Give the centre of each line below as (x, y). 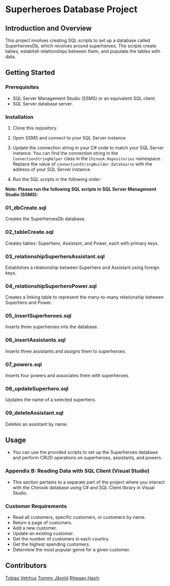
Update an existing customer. (43, 534)
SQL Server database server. (43, 103)
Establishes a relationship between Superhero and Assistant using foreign (82, 267)
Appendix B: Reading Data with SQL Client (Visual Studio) (77, 471)
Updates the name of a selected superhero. (51, 400)
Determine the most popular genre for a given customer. (71, 550)
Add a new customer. (35, 528)
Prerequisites (22, 87)
